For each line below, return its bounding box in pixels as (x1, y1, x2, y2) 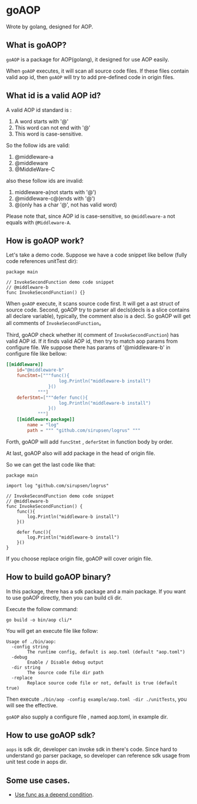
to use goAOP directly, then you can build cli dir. (6, 594, 122, 601)
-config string (11, 644, 49, 649)
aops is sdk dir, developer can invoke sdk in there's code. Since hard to (6, 746, 178, 753)
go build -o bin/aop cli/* (6, 617, 72, 623)
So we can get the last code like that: (6, 461, 96, 468)
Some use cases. (6, 775, 71, 785)
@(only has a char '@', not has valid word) (14, 201, 118, 208)
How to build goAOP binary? (6, 572, 111, 582)
